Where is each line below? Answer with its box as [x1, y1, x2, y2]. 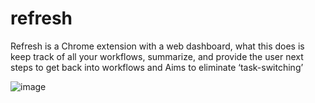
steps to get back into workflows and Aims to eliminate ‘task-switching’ [10, 61, 304, 73]
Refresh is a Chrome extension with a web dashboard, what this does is [10, 40, 305, 52]
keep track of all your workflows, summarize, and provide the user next [10, 50, 304, 62]
